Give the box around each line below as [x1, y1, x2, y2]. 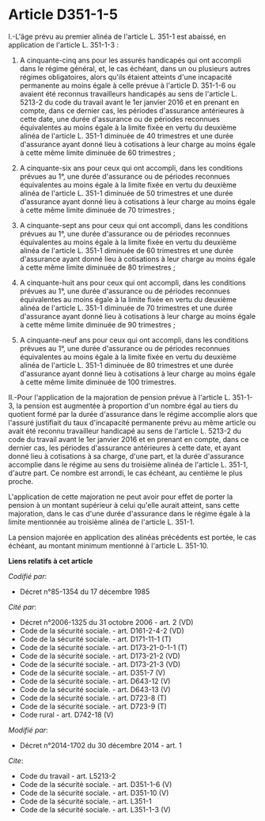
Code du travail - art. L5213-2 [19, 771, 116, 781]
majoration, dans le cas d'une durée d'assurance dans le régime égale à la [8, 509, 251, 518]
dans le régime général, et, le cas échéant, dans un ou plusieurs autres [19, 63, 251, 73]
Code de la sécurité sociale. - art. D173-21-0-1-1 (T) [19, 642, 188, 652]
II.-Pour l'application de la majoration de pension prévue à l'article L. [8, 392, 231, 402]
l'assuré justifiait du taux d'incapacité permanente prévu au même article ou [8, 418, 256, 427]
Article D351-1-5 [8, 6, 119, 24]
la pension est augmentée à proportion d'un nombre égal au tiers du [16, 401, 239, 410]
